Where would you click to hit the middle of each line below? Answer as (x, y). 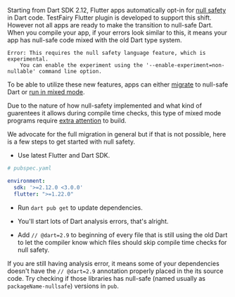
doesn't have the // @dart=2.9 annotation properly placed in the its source (115, 271)
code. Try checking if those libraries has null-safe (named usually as (107, 278)
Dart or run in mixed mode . (46, 92)
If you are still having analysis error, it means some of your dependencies (113, 263)
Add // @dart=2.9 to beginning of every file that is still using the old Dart (122, 234)
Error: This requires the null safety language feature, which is (107, 53)
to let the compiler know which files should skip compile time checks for (122, 242)
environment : (26, 181)
